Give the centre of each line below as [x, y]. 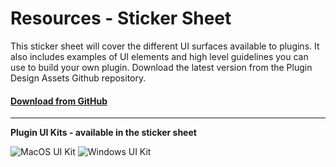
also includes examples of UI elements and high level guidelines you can [159, 56]
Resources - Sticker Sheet [121, 18]
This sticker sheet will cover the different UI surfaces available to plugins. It [165, 46]
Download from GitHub [59, 101]
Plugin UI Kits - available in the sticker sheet [103, 133]
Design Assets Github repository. [78, 78]
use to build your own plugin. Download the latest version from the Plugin [161, 67]
